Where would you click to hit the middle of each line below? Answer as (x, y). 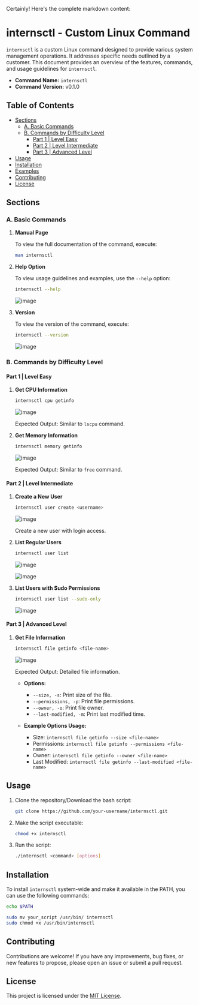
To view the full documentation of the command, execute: (86, 244)
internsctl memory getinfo (48, 446)
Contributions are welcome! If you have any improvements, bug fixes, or (95, 956)
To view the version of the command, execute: (72, 324)
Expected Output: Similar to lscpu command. (70, 424)
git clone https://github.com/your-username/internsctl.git (91, 811)
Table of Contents (40, 105)
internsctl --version (42, 335)
